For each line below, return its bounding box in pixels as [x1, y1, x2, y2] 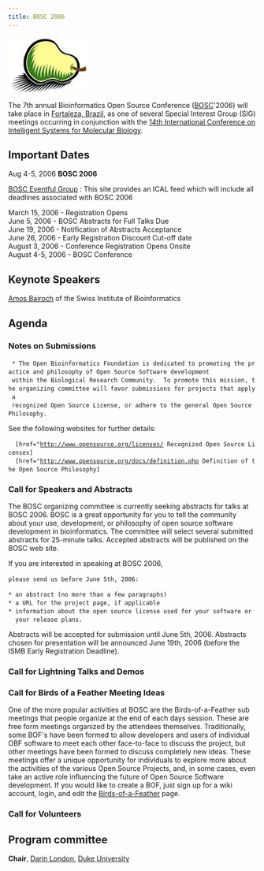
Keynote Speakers [8, 273, 101, 286]
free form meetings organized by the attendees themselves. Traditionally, [8, 722, 246, 731]
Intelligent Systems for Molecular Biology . [8, 125, 143, 135]
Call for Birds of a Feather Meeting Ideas [8, 687, 165, 698]
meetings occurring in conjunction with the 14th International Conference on [8, 117, 256, 126]
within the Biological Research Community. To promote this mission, [11, 376, 248, 384]
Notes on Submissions [8, 340, 96, 351]
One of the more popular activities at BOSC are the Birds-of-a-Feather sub [8, 705, 250, 715]
